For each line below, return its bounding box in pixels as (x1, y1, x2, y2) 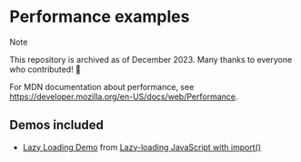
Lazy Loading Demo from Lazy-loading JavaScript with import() (22, 141, 262, 152)
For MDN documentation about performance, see (9, 81, 195, 92)
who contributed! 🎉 (9, 64, 82, 75)
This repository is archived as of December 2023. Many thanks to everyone (9, 54, 293, 65)
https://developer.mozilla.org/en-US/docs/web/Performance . (9, 91, 238, 102)
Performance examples (9, 6, 190, 27)
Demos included (9, 117, 105, 133)
